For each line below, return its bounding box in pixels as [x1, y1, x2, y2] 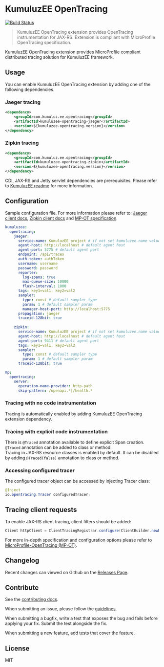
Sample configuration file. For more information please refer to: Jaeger [5, 210, 147, 216]
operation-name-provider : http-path [18, 383, 93, 388]
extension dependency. [5, 416, 52, 422]
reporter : [18, 270, 38, 275]
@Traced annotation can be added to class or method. [5, 445, 112, 450]
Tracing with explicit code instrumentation [5, 428, 108, 435]
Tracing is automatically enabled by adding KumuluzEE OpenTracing [5, 411, 143, 417]
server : [14, 379, 29, 384]
